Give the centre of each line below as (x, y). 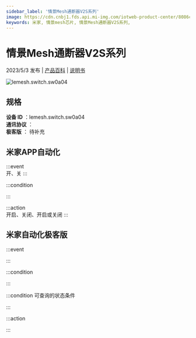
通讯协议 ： (20, 125)
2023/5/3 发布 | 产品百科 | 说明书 (46, 70)
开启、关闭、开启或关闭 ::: (37, 215)
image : (14, 17)
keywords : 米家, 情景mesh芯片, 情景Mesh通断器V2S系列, (68, 22)
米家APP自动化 (33, 152)
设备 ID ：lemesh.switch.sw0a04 (45, 117)
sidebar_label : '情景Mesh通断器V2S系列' (53, 11)
